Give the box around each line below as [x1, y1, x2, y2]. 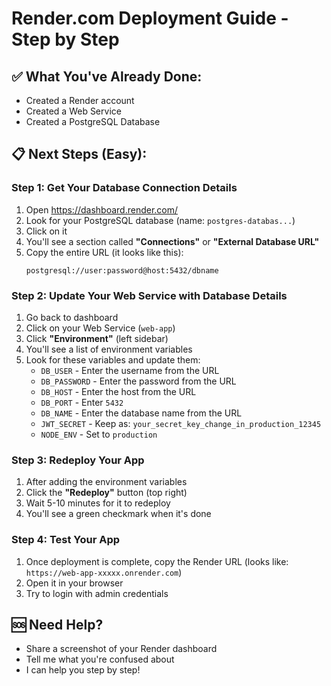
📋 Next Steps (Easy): [11, 146, 148, 163]
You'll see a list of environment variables [25, 343, 193, 355]
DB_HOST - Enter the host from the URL [40, 385, 197, 397]
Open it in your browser [25, 577, 124, 589]
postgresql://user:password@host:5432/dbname [25, 265, 219, 276]
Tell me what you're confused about [25, 653, 175, 666]
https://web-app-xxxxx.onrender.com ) [25, 566, 183, 578]
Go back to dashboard [25, 311, 119, 323]
